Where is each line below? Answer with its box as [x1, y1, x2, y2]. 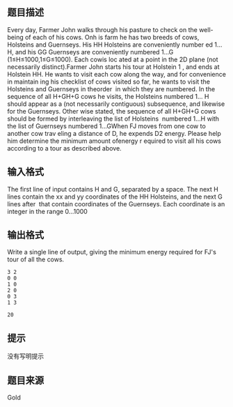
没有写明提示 [7, 352, 44, 360]
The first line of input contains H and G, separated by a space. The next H [7, 185, 219, 193]
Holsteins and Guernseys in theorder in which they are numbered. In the [7, 84, 216, 93]
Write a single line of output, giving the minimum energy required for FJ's [7, 248, 217, 256]
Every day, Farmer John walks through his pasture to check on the [7, 25, 198, 33]
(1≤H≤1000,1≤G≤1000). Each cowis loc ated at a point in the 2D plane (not [7, 55, 218, 63]
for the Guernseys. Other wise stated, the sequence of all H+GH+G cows [7, 107, 216, 115]
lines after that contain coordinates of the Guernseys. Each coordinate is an [7, 199, 225, 208]
